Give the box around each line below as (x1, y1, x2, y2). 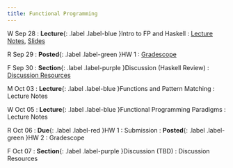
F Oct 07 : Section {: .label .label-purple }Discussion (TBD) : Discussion (7, 146, 210, 155)
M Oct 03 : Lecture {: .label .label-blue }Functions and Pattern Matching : (7, 84, 215, 92)
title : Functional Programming (7, 10, 98, 17)
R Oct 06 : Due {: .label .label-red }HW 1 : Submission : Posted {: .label (7, 126, 205, 134)
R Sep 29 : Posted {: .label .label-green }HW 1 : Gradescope (7, 50, 177, 58)
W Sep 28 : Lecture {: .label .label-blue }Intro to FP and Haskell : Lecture (7, 29, 214, 37)
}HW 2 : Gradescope (25, 133, 85, 142)
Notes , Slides (7, 36, 45, 45)
